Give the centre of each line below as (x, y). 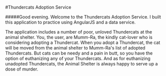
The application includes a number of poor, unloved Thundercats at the (79, 32)
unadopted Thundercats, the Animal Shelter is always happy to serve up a (81, 64)
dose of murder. (22, 69)
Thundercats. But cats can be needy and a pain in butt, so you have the (79, 53)
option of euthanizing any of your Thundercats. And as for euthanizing (78, 58)
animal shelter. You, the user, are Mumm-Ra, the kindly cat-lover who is (79, 37)
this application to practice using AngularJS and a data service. (70, 22)
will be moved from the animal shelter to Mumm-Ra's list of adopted (75, 48)
